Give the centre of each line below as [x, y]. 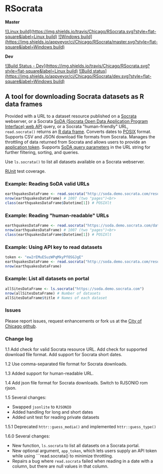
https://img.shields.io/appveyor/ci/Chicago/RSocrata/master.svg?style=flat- [82, 41]
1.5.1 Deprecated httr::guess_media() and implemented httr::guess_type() [81, 427]
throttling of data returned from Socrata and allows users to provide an [76, 142]
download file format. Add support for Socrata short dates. [64, 355]
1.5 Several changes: [26, 398]
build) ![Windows [63, 37]
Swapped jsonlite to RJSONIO [42, 407]
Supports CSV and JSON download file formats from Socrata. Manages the [80, 136]
